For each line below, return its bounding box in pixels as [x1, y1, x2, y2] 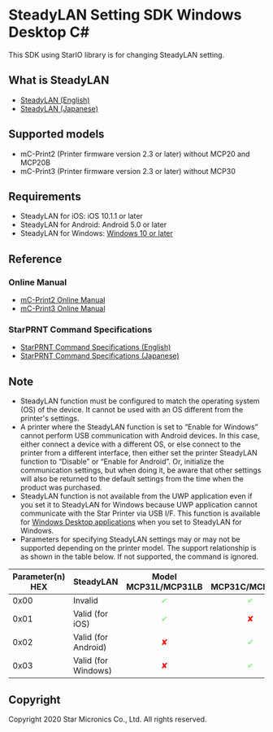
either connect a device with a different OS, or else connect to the [19, 439, 241, 449]
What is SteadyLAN [8, 73, 110, 87]
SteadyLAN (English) [19, 95, 90, 105]
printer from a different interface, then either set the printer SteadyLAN [19, 448, 258, 458]
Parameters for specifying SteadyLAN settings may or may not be [19, 534, 240, 544]
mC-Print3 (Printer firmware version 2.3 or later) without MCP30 [19, 166, 236, 176]
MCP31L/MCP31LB [125, 582, 203, 593]
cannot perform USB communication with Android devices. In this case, [19, 431, 260, 441]
